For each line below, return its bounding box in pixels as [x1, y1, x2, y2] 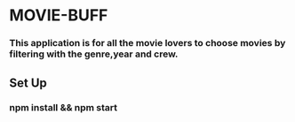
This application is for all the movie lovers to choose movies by [9, 37, 286, 50]
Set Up [9, 75, 47, 90]
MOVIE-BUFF [9, 5, 108, 26]
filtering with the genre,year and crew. [9, 48, 179, 60]
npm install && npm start [9, 102, 118, 114]
